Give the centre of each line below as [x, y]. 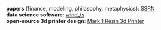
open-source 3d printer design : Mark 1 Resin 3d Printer [75, 21]
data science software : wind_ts [45, 15]
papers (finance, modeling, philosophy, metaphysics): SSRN [80, 9]
